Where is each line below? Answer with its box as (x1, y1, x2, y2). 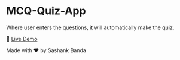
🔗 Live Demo (6, 35, 38, 42)
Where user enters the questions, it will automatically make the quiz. (6, 24, 175, 31)
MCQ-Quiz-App (6, 4, 86, 18)
